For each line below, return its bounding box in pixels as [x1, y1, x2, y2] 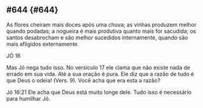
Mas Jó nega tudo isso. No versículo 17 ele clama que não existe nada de [6, 64, 190, 71]
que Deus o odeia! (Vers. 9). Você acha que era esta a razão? [6, 76, 160, 84]
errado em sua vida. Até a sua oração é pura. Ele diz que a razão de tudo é [6, 70, 194, 78]
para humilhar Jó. [6, 95, 51, 102]
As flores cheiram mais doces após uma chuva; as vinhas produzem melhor [6, 21, 197, 28]
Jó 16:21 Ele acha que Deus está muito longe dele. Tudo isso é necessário [6, 88, 192, 96]
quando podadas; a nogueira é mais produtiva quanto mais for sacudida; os [6, 27, 196, 35]
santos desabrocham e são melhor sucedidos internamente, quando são [6, 33, 188, 41]
